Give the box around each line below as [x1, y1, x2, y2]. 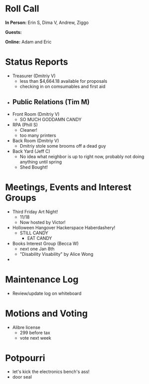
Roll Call [5, 3, 40, 14]
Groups [5, 192, 36, 203]
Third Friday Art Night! [12, 208, 58, 214]
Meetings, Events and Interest [5, 182, 132, 192]
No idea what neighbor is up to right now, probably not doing [19, 153, 145, 160]
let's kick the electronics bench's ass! [12, 369, 90, 375]
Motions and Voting [5, 308, 88, 319]
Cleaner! [19, 127, 38, 133]
